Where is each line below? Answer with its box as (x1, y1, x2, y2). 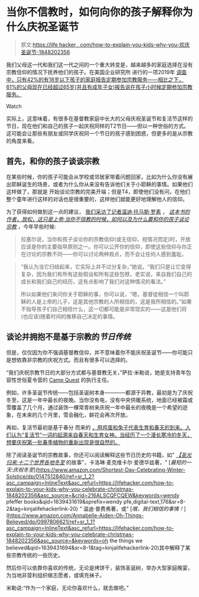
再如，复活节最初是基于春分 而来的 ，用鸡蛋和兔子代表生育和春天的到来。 (6, 424, 185, 431)
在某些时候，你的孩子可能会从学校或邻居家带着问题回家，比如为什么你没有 (6, 173, 188, 180)
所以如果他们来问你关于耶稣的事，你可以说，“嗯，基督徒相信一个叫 (20, 290, 184, 298)
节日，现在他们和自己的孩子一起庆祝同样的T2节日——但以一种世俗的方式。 (6, 122, 190, 129)
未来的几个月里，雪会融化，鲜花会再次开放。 (21, 411, 131, 418)
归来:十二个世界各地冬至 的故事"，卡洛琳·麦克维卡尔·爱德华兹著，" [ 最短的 (6, 459, 187, 466)
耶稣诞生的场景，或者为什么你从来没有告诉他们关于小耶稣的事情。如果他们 (11, 181, 193, 188)
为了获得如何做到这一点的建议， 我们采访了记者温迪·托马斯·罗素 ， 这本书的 (6, 208, 190, 215)
